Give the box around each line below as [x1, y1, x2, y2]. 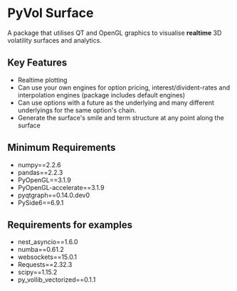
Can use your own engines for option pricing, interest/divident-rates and [17, 83, 231, 92]
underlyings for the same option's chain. [17, 105, 137, 115]
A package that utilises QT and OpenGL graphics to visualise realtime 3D [7, 28, 222, 37]
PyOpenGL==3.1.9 [17, 176, 71, 184]
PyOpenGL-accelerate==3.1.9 [17, 183, 105, 191]
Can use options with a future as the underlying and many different [17, 98, 215, 107]
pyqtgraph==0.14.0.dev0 [17, 191, 90, 199]
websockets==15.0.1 [17, 253, 77, 261]
